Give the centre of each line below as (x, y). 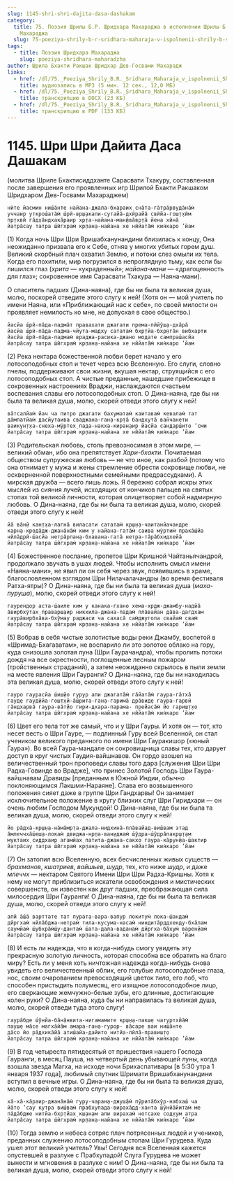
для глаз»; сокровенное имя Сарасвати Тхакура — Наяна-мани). (104, 276)
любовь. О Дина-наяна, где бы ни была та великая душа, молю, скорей (114, 504)
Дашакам (37, 160)
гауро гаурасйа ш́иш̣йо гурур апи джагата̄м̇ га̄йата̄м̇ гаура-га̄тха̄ (99, 694)
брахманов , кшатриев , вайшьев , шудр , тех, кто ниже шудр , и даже (107, 866)
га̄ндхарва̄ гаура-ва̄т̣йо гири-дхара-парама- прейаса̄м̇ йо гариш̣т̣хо (102, 707)
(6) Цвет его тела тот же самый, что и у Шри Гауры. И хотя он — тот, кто (115, 726)
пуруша (19, 593)
